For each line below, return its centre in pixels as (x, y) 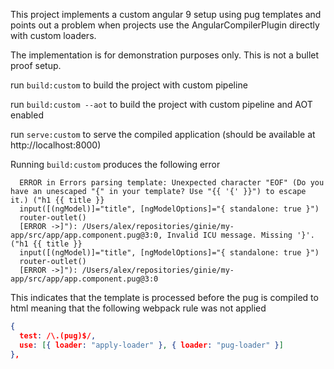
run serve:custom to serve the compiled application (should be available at (163, 134)
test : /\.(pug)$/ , (58, 335)
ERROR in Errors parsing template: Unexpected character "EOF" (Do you (172, 183)
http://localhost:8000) (56, 145)
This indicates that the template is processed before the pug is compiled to (164, 297)
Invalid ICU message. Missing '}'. (240, 235)
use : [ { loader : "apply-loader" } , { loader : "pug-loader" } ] (151, 345)
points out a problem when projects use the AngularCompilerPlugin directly (165, 25)
